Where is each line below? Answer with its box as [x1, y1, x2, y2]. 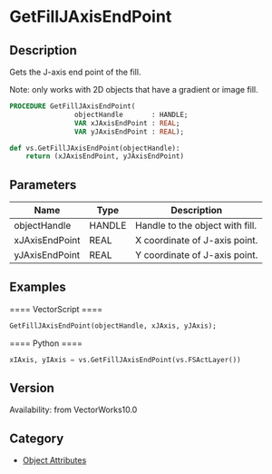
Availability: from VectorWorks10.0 [9, 404, 138, 415]
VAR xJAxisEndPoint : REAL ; [73, 118, 180, 128]
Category [9, 430, 64, 446]
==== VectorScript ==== [9, 303, 103, 314]
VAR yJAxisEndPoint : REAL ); [73, 127, 184, 136]
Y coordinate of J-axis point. [135, 249, 258, 262]
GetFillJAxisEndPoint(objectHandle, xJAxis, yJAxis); [9, 321, 218, 331]
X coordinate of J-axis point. [135, 234, 258, 247]
